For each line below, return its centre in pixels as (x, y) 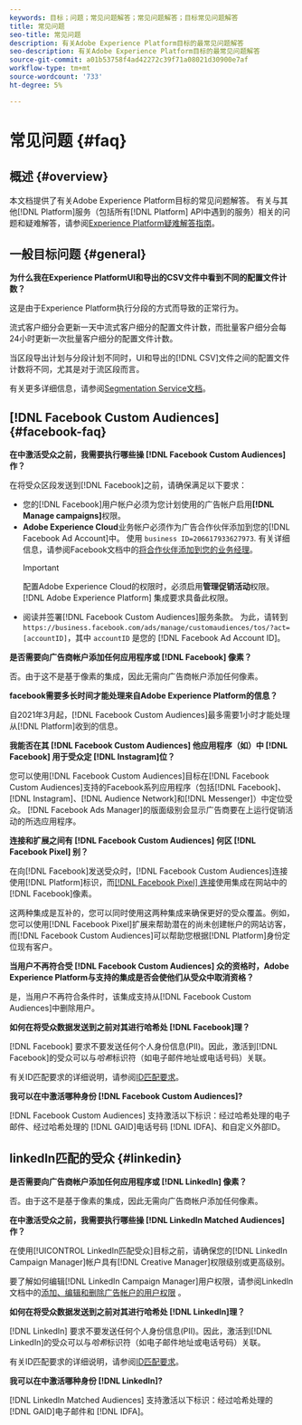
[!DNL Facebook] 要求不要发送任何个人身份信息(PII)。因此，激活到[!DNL (144, 1047)
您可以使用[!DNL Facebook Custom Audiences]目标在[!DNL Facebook (139, 776)
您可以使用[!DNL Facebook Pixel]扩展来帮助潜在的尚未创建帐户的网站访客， (150, 924)
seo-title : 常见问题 (45, 34)
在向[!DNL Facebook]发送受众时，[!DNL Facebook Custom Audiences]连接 (149, 871)
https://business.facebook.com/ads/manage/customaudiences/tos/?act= (156, 628)
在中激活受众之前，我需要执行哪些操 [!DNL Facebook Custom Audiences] (148, 454)
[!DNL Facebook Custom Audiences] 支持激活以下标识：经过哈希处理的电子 (150, 1115)
